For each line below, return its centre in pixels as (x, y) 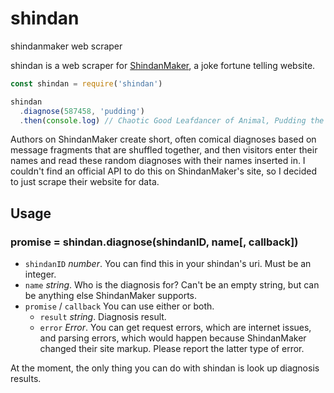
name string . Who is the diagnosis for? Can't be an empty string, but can (172, 285)
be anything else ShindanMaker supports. (110, 296)
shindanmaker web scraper (66, 46)
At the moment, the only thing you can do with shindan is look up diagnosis (165, 368)
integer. (40, 274)
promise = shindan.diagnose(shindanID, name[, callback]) (154, 242)
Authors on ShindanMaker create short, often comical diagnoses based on (163, 139)
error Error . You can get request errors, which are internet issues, (175, 328)
